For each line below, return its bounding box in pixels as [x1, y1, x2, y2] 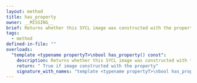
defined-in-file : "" [6, 41, 57, 47]
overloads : [6, 47, 33, 53]
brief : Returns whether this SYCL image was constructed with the [6, 25, 172, 31]
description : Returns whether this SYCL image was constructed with [16, 57, 188, 63]
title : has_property [6, 14, 57, 20]
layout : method [6, 8, 43, 15]
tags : [6, 30, 19, 36]
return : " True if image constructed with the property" [16, 63, 159, 69]
